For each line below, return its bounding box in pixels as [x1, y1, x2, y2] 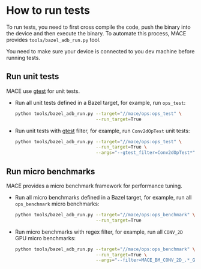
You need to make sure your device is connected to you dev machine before [6, 47, 195, 55]
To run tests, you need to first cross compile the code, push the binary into [6, 23, 191, 31]
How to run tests [6, 4, 90, 17]
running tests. [6, 54, 41, 61]
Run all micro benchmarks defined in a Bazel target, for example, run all [14, 194, 192, 201]
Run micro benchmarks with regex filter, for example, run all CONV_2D [14, 228, 183, 235]
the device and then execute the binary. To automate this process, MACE [6, 29, 187, 37]
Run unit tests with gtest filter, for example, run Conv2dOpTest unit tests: [14, 127, 190, 134]
